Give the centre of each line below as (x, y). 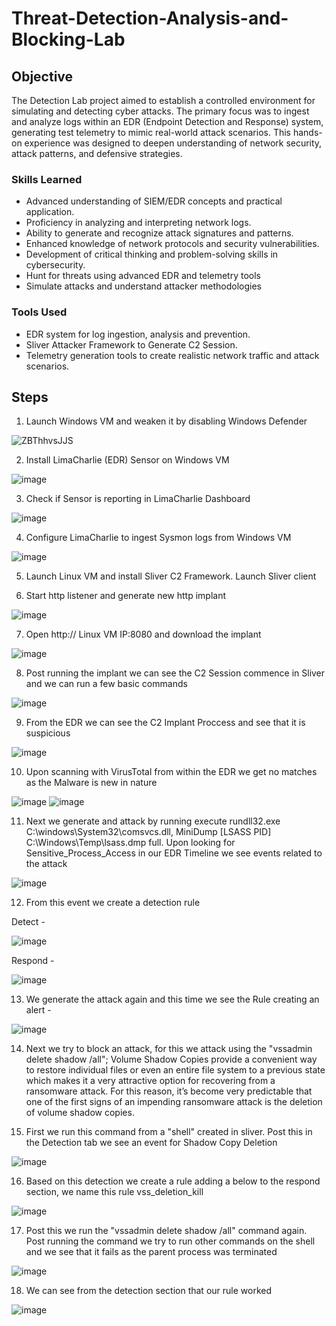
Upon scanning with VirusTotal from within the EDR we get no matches (171, 772)
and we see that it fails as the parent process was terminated (151, 1252)
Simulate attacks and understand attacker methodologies (143, 286)
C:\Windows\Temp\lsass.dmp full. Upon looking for (130, 843)
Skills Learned (47, 179)
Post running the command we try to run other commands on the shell (170, 1241)
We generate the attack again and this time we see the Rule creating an (172, 999)
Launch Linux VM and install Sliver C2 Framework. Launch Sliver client (171, 576)
